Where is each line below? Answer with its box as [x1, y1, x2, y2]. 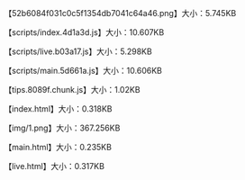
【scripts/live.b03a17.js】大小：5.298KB [4, 46, 152, 57]
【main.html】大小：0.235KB [4, 142, 112, 152]
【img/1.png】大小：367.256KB [4, 122, 121, 133]
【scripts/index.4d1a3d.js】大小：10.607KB [4, 27, 165, 38]
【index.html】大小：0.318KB [4, 103, 113, 114]
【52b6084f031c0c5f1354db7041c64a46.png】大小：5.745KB [4, 8, 237, 18]
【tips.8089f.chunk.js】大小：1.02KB [4, 85, 141, 94]
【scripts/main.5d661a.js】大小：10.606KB [4, 66, 163, 76]
